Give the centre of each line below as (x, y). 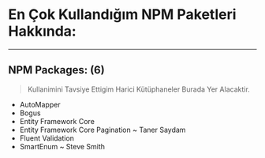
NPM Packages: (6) (56, 70)
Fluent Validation (47, 138)
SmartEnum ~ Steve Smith (62, 146)
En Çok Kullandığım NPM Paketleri (122, 15)
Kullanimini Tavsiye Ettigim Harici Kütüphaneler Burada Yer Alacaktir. (138, 89)
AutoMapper (40, 104)
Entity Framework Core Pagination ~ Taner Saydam (103, 130)
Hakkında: (42, 31)
